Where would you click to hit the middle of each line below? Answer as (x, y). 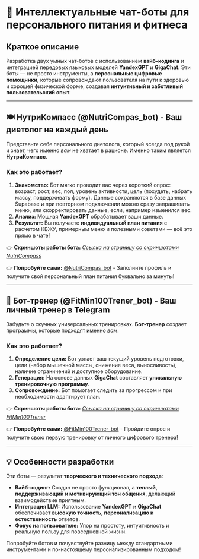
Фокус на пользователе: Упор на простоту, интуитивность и (92, 526)
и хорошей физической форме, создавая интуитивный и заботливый (95, 86)
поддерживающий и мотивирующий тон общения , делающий (95, 494)
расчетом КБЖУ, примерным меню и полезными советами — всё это (103, 229)
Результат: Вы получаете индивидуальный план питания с (91, 223)
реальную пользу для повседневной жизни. (70, 532)
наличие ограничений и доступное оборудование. (78, 371)
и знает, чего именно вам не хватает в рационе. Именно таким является (99, 150)
